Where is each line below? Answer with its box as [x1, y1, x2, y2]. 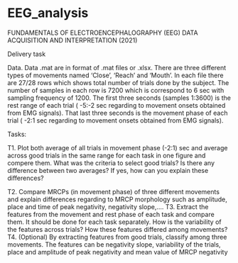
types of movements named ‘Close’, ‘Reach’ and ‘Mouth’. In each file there [7, 71, 224, 79]
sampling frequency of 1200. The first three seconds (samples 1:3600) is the [7, 94, 231, 102]
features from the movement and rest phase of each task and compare [7, 210, 215, 218]
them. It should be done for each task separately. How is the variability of [7, 218, 222, 226]
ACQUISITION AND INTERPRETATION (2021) [7, 35, 138, 44]
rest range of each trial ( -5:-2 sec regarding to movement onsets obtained [7, 101, 226, 109]
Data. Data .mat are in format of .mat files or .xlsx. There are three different [7, 63, 227, 72]
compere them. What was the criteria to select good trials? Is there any [7, 158, 215, 167]
